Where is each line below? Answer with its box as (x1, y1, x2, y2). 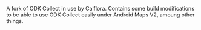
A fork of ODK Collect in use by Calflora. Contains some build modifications (6, 5, 195, 12)
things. (6, 18, 24, 24)
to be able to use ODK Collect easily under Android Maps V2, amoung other (6, 11, 195, 18)
